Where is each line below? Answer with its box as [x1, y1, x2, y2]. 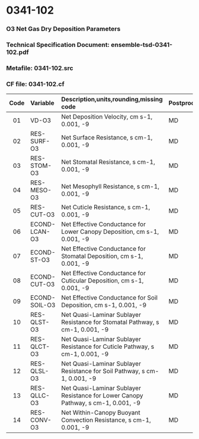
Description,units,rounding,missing [61, 96, 163, 104]
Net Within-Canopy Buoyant [61, 409, 141, 417]
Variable [30, 99, 54, 107]
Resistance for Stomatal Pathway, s [61, 318, 159, 326]
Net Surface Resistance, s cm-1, [61, 133, 153, 142]
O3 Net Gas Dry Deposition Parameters [6, 25, 121, 33]
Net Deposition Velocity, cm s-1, [61, 113, 153, 121]
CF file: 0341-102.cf [6, 79, 65, 88]
